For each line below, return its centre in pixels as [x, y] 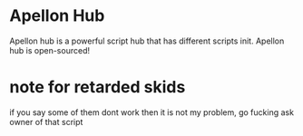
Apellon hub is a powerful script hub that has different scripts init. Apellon [147, 41]
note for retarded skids [98, 87]
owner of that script [46, 121]
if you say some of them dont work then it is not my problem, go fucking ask [152, 112]
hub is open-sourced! [50, 50]
